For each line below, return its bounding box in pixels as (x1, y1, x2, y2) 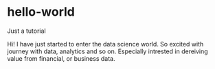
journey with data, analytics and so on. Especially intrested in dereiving (7, 47, 208, 55)
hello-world (7, 4, 76, 20)
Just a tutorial (7, 27, 46, 35)
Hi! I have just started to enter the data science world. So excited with (7, 40, 204, 48)
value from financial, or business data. (7, 54, 115, 62)
